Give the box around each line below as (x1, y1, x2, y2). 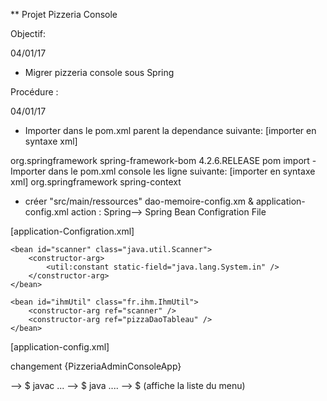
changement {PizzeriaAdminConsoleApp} (10, 360, 182, 372)
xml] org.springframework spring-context (10, 176, 182, 188)
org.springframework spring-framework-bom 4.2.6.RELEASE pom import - (10, 155, 317, 166)
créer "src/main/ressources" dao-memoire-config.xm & (24, 195, 254, 207)
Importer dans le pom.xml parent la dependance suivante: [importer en (24, 125, 317, 136)
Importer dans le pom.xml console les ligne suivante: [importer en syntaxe (10, 165, 316, 177)
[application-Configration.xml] (10, 225, 135, 237)
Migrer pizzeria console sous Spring (24, 67, 175, 78)
